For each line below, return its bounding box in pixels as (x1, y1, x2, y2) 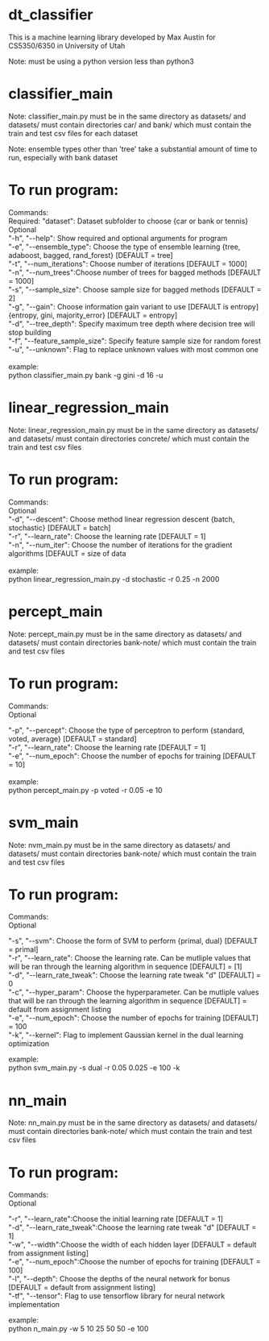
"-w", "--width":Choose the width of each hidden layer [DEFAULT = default (8, 1239, 257, 1250)
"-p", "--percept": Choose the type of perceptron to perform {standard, (8, 725, 246, 735)
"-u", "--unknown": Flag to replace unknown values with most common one (8, 344, 259, 354)
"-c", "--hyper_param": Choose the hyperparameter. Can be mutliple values (8, 987, 259, 997)
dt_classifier (8, 6, 93, 24)
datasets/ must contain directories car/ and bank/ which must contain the (8, 119, 252, 130)
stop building (8, 327, 52, 337)
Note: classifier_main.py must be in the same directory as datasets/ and (8, 111, 246, 121)
